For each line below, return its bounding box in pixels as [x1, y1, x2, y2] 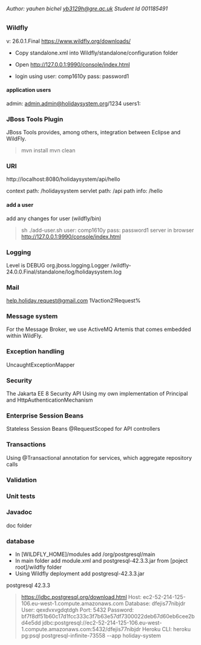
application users [6, 87, 51, 94]
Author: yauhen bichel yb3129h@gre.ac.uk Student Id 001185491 [6, 5, 168, 12]
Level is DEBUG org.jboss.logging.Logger [6, 261, 110, 269]
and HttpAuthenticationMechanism [6, 396, 93, 404]
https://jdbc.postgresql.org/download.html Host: [21, 594, 142, 601]
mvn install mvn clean [21, 147, 76, 154]
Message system [6, 312, 58, 321]
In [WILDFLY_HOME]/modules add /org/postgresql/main [15, 551, 156, 558]
